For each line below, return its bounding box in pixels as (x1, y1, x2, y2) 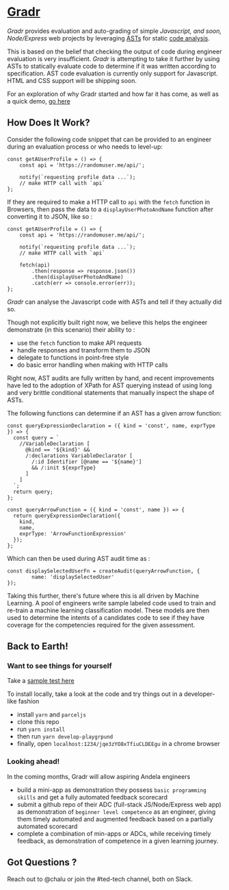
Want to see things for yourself (7, 661, 113, 671)
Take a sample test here (7, 677, 75, 685)
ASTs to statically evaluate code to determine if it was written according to (7, 62, 217, 70)
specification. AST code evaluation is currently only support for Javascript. (7, 69, 218, 77)
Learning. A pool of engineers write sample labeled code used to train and (7, 599, 217, 607)
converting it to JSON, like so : (7, 212, 93, 220)
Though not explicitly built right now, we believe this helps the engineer (7, 318, 208, 326)
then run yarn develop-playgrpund (16, 732, 113, 741)
